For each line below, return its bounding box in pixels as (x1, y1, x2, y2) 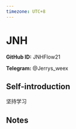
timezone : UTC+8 (6, 8, 46, 15)
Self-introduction (6, 82, 71, 91)
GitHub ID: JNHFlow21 (6, 53, 60, 60)
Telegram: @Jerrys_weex (6, 64, 68, 72)
